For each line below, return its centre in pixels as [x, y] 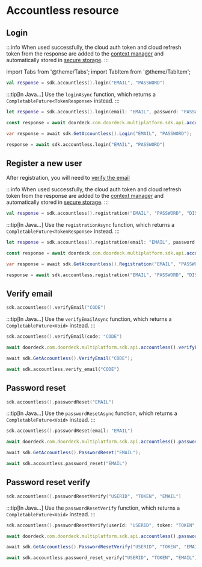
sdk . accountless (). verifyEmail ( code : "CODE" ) [64, 337]
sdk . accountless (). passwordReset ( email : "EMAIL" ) [70, 431]
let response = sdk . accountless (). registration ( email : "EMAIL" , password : [102, 242]
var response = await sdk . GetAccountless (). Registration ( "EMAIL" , [91, 264]
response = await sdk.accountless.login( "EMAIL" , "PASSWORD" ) [86, 144]
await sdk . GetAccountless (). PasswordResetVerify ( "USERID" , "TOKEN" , [94, 547]
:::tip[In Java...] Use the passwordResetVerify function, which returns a [93, 508]
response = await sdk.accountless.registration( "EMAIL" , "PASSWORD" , [95, 275]
